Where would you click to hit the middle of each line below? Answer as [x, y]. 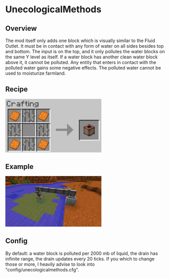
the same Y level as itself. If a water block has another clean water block [81, 57]
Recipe [17, 89]
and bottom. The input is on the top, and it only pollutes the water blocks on [85, 51]
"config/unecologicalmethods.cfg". [42, 269]
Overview [21, 28]
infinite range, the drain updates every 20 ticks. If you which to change [80, 259]
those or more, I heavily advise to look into [50, 264]
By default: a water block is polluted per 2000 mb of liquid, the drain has [82, 253]
